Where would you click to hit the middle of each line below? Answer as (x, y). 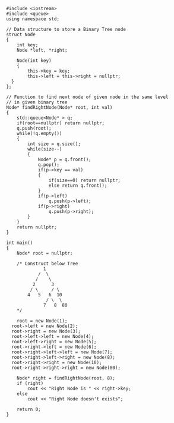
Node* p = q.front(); (64, 159)
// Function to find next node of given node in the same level (87, 97)
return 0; (29, 409)
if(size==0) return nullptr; (85, 180)
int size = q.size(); (54, 144)
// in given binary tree (37, 102)
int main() (20, 243)
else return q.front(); (78, 186)
